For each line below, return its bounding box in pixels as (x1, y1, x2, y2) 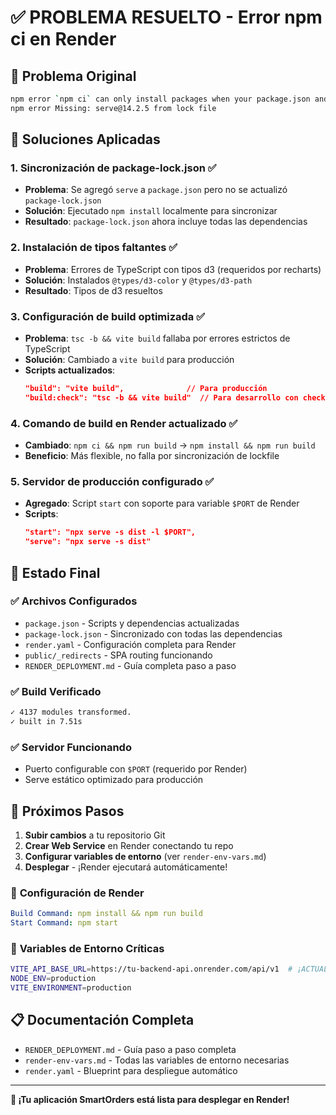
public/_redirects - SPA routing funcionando (24, 649, 213, 661)
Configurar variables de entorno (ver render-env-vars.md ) (24, 850, 267, 862)
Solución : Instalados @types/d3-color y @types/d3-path (24, 274, 253, 286)
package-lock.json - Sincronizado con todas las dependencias (24, 627, 283, 640)
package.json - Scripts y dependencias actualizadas (24, 617, 240, 629)
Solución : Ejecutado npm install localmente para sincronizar (24, 205, 278, 217)
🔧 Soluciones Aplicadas (10, 131, 161, 148)
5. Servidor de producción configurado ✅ (10, 475, 215, 488)
